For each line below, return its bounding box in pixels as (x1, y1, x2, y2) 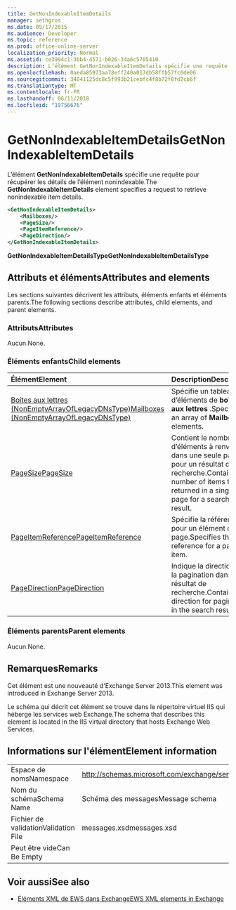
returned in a (171, 486, 214, 495)
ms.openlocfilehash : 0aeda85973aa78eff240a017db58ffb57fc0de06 (7, 69, 197, 76)
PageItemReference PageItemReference (11, 532, 142, 542)
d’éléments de (171, 395, 218, 405)
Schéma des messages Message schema (81, 794, 217, 804)
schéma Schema (11, 794, 65, 804)
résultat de (171, 579, 207, 589)
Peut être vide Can (11, 843, 70, 853)
